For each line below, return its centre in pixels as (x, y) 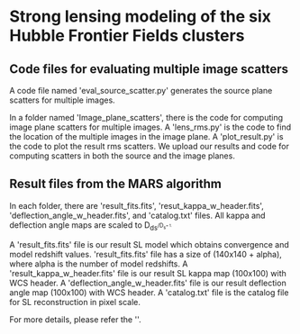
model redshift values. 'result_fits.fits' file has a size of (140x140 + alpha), (145, 254)
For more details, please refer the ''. (75, 319)
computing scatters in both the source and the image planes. (123, 156)
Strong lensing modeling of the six (141, 17)
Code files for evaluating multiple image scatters (149, 69)
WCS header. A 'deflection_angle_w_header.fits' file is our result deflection (148, 283)
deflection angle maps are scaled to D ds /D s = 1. (91, 226)
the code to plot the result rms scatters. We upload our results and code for (150, 146)
